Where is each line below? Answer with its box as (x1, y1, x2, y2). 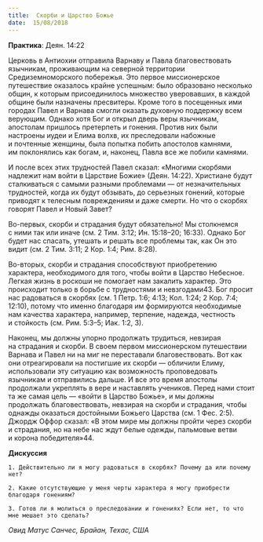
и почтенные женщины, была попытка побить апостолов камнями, (8, 139, 233, 148)
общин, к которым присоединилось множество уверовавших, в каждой (8, 89, 250, 98)
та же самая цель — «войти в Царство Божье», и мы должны (8, 391, 214, 401)
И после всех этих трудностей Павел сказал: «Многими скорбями (8, 162, 232, 172)
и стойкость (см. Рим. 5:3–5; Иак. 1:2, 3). (8, 318, 144, 327)
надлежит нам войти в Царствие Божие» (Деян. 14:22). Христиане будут (8, 170, 253, 180)
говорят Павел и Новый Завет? (8, 204, 112, 213)
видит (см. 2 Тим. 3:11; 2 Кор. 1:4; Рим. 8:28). (8, 244, 158, 253)
